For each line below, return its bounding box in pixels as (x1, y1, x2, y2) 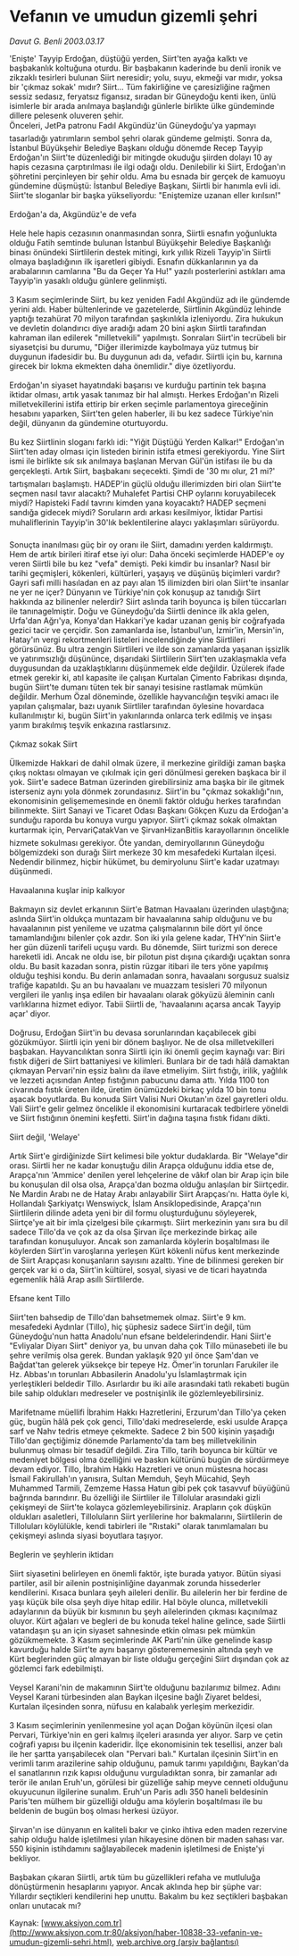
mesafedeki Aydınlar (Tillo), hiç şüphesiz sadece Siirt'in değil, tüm (9, 1321, 252, 1332)
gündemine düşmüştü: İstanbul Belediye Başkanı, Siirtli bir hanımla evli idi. (9, 180, 281, 191)
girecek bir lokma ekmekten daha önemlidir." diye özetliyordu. (9, 360, 237, 372)
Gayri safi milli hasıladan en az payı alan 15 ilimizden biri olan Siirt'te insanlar (9, 577, 289, 588)
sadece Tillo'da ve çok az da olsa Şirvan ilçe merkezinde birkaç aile (9, 1226, 258, 1237)
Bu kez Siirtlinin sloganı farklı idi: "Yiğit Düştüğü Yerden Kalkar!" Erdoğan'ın (9, 436, 285, 447)
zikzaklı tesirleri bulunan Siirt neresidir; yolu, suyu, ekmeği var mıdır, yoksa (9, 71, 283, 82)
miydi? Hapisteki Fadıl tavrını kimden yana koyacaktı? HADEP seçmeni (9, 497, 267, 508)
